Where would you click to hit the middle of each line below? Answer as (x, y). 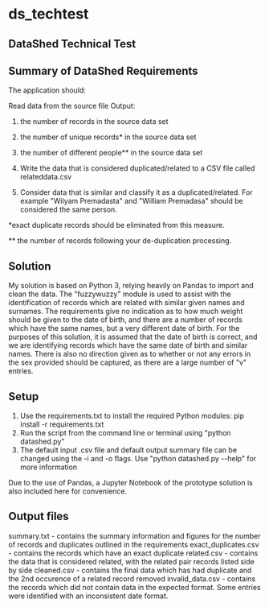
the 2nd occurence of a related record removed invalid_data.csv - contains (132, 578)
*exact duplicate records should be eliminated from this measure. (116, 225)
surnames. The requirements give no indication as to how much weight (126, 312)
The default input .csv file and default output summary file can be (128, 450)
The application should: (47, 90)
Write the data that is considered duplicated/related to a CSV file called (137, 168)
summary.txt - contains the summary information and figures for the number (134, 535)
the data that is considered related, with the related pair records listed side (131, 561)
